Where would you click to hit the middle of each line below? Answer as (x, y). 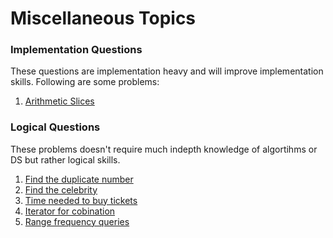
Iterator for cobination (70, 211)
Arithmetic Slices (59, 101)
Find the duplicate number (79, 179)
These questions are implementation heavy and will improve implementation (167, 71)
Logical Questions (55, 127)
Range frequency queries (77, 221)
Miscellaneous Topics (103, 18)
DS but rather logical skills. (65, 159)
